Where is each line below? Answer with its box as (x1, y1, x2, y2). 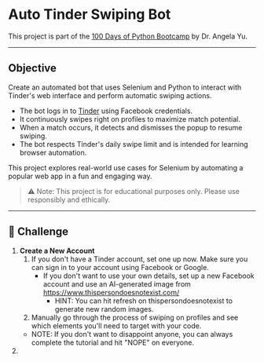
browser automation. (19, 148, 87, 157)
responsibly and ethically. (27, 195, 111, 204)
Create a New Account (19, 246, 95, 255)
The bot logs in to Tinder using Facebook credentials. (19, 106, 193, 115)
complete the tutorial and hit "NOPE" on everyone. (31, 338, 195, 347)
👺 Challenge (8, 225, 69, 239)
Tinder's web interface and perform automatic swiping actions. (8, 90, 212, 100)
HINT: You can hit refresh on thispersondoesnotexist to (54, 296, 233, 305)
